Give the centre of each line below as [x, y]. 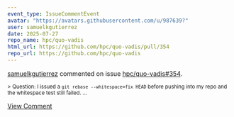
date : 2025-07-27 [33, 34]
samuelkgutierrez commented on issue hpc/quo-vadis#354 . [95, 73]
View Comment [30, 106]
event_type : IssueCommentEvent [54, 14]
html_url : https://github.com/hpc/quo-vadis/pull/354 [89, 47]
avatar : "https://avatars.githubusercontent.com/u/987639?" [98, 21]
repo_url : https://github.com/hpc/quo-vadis [74, 54]
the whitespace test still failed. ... [47, 93]
